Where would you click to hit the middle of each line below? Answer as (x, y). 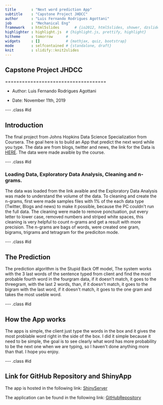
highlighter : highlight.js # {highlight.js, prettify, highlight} (76, 32)
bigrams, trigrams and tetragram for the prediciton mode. (62, 232)
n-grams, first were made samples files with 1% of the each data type (74, 201)
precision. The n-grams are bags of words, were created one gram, (72, 227)
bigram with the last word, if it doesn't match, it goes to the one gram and (78, 289)
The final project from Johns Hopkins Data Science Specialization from (76, 137)
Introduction (24, 125)
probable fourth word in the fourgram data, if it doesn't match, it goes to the (81, 279)
